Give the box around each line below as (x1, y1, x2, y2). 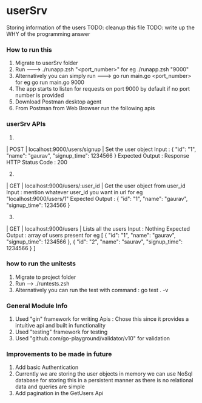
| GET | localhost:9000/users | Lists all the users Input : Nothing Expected (6, 225, 190, 232)
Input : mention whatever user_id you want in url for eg (6, 188, 143, 195)
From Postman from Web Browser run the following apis (15, 105, 155, 112)
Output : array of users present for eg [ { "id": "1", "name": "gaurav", (6, 231, 176, 239)
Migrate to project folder (15, 273, 76, 281)
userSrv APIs (6, 120, 46, 128)
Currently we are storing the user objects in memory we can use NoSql (15, 370, 193, 377)
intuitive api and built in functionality (15, 322, 106, 329)
